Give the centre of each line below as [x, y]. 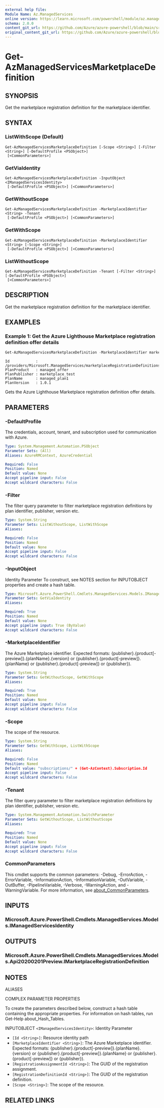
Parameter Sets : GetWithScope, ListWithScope [52, 746]
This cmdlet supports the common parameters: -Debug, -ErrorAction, [75, 874]
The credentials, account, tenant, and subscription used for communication [81, 432]
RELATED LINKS [30, 1100]
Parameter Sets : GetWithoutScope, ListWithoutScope [59, 820]
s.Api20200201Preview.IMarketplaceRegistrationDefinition [77, 962]
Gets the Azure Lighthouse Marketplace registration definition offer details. [80, 392]
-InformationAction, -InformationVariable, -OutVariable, [89, 880]
